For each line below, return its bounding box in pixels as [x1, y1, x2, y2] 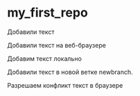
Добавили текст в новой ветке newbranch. [7, 68, 133, 76]
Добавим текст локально [7, 54, 82, 63]
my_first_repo [7, 5, 88, 21]
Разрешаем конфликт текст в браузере [7, 81, 123, 89]
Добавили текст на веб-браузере [7, 41, 106, 49]
